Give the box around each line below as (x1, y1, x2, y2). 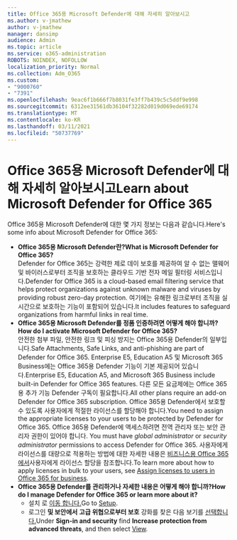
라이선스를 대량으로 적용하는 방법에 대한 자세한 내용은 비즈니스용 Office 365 (17, 450, 229, 458)
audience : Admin (7, 37, 55, 44)
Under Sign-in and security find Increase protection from (35, 517, 207, 525)
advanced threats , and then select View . (28, 524, 148, 534)
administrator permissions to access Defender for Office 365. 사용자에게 (17, 440, 228, 449)
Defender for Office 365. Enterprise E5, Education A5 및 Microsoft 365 (17, 353, 224, 361)
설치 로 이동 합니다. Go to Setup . (28, 499, 118, 507)
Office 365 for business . (17, 474, 89, 482)
